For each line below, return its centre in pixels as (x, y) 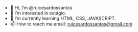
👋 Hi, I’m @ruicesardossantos (41, 8)
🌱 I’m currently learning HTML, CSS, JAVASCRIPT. (63, 18)
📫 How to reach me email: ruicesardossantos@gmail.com (71, 24)
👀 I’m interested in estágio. (38, 13)
